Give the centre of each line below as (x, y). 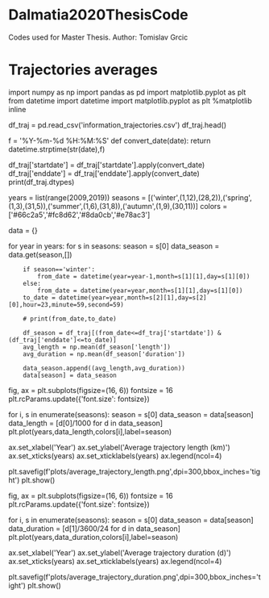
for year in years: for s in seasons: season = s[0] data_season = (114, 246)
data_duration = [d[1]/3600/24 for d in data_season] (95, 528)
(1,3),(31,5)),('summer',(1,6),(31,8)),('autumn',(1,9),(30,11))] (103, 206)
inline (17, 109)
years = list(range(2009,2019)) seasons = (77, 197)
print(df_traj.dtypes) (41, 182)
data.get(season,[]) (40, 254)
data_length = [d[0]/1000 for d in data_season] (86, 423)
